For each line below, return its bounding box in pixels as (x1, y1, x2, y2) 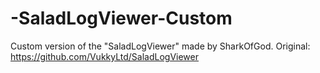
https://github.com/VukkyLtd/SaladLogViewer (10, 50, 200, 62)
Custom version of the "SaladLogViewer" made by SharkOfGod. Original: (10, 40, 311, 52)
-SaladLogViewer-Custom (10, 7, 233, 30)
